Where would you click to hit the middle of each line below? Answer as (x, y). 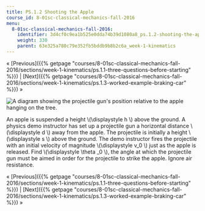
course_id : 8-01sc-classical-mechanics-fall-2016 (71, 18)
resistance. (20, 165)
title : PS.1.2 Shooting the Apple (50, 12)
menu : (13, 23)
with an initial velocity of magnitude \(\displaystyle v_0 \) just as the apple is (101, 145)
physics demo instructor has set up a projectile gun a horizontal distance (98, 126)
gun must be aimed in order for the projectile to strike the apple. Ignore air (99, 158)
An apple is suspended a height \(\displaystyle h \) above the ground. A (96, 119)
